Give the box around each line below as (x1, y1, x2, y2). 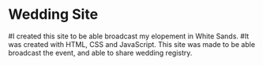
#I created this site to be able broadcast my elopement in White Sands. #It (8, 31, 250, 41)
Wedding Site (8, 5, 99, 23)
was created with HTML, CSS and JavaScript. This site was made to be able (8, 39, 255, 49)
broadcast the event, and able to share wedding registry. (8, 48, 193, 57)
